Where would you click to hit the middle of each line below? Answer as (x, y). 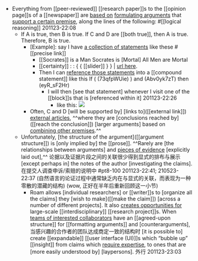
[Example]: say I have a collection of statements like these (101, 47)
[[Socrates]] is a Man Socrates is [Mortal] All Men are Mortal (113, 60)
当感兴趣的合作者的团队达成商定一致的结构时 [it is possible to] (106, 231)
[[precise (41, 53)
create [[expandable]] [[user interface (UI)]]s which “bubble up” (109, 238)
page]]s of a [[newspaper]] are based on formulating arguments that (97, 15)
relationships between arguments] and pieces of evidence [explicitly (105, 150)
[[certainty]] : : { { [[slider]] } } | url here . (88, 66)
